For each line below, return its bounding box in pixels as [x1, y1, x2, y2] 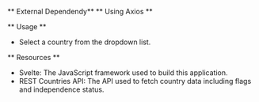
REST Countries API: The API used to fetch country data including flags [18, 77, 252, 85]
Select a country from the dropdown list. [18, 37, 151, 47]
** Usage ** [7, 22, 47, 31]
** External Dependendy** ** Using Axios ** [7, 7, 154, 16]
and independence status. [18, 85, 105, 94]
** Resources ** [7, 53, 60, 62]
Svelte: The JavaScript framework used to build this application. [18, 68, 228, 77]
